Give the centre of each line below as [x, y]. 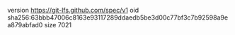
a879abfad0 [25, 25]
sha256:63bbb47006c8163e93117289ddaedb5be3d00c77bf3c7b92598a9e [118, 17]
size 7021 [58, 25]
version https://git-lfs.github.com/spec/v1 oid [73, 10]
